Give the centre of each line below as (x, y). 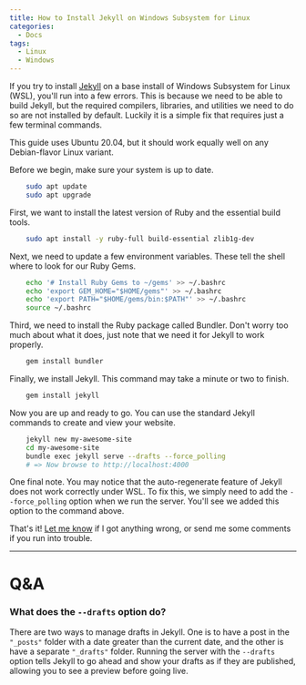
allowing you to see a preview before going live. (99, 670)
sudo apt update (57, 187)
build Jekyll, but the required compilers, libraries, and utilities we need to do (152, 105)
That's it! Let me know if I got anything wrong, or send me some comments (150, 528)
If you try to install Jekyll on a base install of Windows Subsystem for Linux (150, 86)
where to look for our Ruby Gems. (73, 266)
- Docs (30, 35)
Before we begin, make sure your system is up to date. (112, 170)
